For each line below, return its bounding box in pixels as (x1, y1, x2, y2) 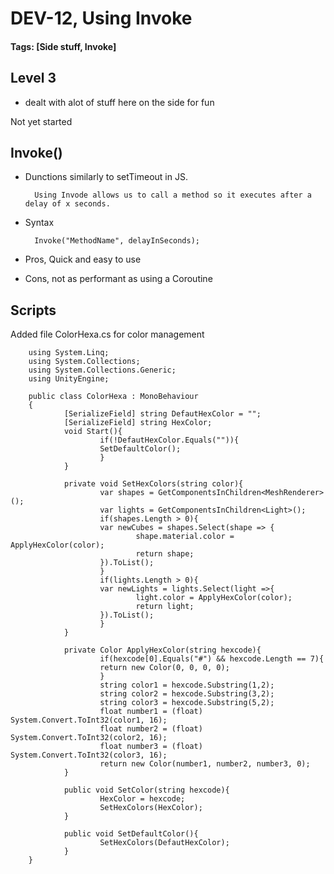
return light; (135, 602, 195, 612)
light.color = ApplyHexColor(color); (135, 593, 293, 603)
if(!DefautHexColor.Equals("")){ (99, 435, 240, 446)
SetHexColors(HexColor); (99, 803, 203, 813)
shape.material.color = (135, 532, 235, 542)
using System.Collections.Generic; (28, 365, 177, 376)
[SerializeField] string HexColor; (63, 418, 213, 428)
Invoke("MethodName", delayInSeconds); (34, 236, 200, 246)
